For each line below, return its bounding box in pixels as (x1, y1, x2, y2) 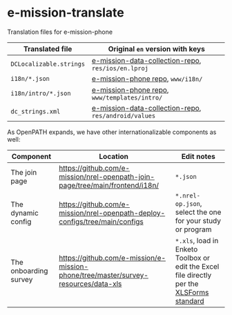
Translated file (23, 44, 72, 53)
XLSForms (175, 287, 209, 297)
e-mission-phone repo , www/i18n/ (91, 74, 203, 84)
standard (175, 296, 205, 305)
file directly (175, 270, 212, 280)
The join (10, 167, 37, 177)
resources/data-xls (58, 278, 122, 288)
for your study (175, 216, 221, 225)
